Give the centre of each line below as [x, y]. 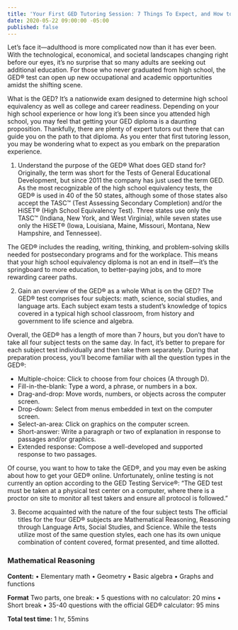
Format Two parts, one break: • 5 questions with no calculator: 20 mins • [114, 597]
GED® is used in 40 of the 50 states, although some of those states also [123, 195]
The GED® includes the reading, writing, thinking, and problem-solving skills [118, 247]
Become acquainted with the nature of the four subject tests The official [123, 512]
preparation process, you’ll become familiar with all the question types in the [119, 358]
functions [21, 584]
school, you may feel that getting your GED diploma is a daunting [102, 121]
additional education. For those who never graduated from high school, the [117, 70]
